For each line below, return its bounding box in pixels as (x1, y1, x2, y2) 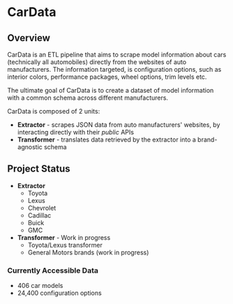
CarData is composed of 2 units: (7, 107, 100, 115)
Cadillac (27, 211, 52, 220)
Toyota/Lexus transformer (27, 241, 103, 249)
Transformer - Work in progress (17, 233, 111, 241)
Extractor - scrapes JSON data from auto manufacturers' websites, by (17, 121, 220, 129)
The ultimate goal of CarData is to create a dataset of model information (7, 86, 214, 94)
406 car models (17, 282, 63, 290)
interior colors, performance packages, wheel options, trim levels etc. (7, 73, 207, 81)
